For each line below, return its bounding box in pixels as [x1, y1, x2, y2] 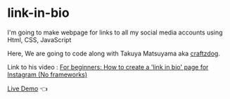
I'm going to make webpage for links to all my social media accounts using [7, 28, 223, 37]
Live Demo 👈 [7, 84, 48, 93]
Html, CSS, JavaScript [7, 35, 72, 44]
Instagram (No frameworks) [7, 70, 88, 79]
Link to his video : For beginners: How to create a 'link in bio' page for [7, 62, 209, 71]
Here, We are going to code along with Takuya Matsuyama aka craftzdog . [7, 49, 220, 58]
